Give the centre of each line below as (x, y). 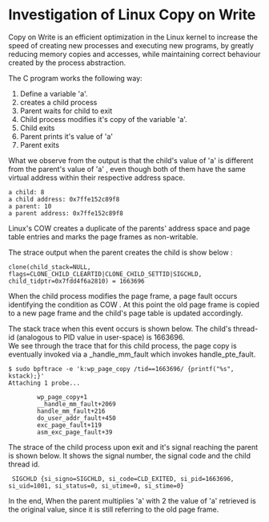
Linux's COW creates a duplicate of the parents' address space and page (129, 228)
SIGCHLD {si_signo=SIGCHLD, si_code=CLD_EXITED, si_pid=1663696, (123, 479)
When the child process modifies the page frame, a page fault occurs (123, 296)
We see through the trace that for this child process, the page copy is (123, 345)
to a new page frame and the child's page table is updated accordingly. (126, 313)
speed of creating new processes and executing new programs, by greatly (131, 45)
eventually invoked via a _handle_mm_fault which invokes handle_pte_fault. (132, 354)
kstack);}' (26, 376)
